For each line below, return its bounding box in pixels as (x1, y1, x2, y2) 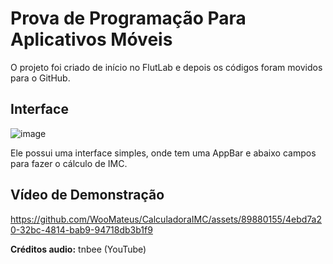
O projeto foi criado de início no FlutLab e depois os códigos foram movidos (10, 61, 323, 73)
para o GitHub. (10, 72, 71, 84)
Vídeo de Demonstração (10, 187, 165, 204)
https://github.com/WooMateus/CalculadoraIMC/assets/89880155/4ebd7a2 (10, 213, 322, 225)
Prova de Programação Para (10, 7, 247, 30)
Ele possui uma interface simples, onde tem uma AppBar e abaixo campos (10, 147, 317, 159)
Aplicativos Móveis (10, 28, 173, 51)
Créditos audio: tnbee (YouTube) (10, 243, 147, 255)
